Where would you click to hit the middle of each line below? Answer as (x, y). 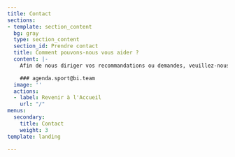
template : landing (34, 137)
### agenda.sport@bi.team (58, 78)
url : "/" (33, 104)
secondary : (29, 117)
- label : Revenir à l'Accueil (57, 98)
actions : (26, 91)
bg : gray (26, 33)
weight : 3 (34, 130)
